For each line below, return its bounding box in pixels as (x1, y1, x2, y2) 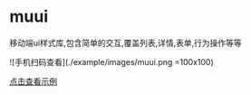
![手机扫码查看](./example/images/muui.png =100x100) (9, 56, 215, 67)
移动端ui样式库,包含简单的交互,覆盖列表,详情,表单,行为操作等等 (9, 37, 242, 48)
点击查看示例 (9, 75, 57, 87)
